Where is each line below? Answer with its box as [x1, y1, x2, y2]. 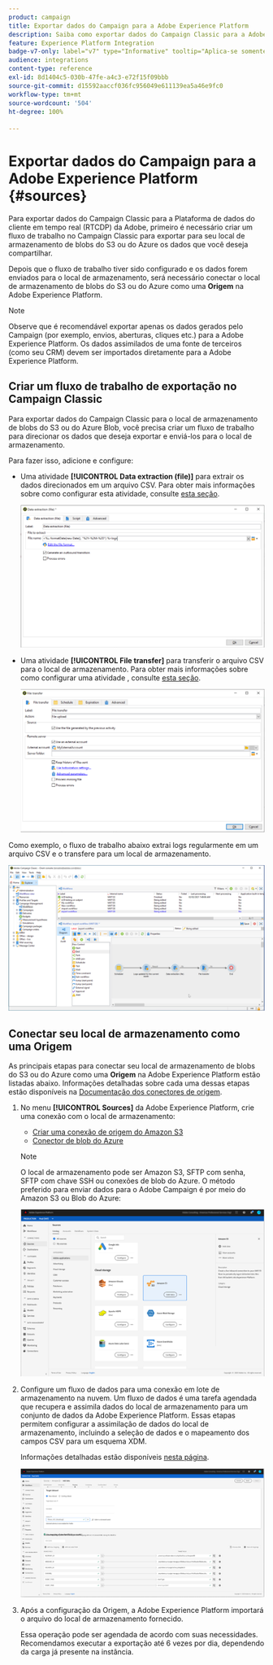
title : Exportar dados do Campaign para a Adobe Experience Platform [8, 21, 249, 30]
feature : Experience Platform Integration [8, 39, 154, 47]
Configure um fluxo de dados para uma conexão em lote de [19, 1384, 220, 1394]
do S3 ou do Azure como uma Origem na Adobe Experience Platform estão [8, 1070, 261, 1080]
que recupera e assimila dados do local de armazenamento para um [19, 1401, 249, 1411]
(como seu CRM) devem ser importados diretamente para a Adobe [8, 347, 232, 357]
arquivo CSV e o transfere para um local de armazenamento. [8, 849, 211, 859]
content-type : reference [8, 65, 93, 73]
